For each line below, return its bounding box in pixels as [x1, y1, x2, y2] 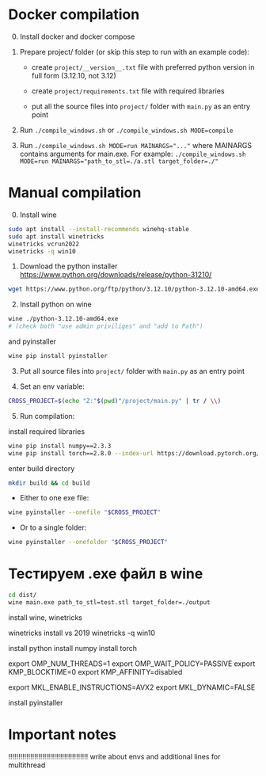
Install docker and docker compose [19, 32, 135, 41]
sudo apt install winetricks [8, 232, 104, 241]
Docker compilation [8, 6, 140, 24]
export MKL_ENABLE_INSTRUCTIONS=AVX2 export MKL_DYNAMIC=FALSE [8, 683, 256, 692]
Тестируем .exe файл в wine [8, 565, 203, 583]
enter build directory [8, 463, 75, 473]
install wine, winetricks [8, 612, 83, 622]
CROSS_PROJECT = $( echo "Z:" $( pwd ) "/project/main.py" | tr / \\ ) [8, 397, 222, 405]
